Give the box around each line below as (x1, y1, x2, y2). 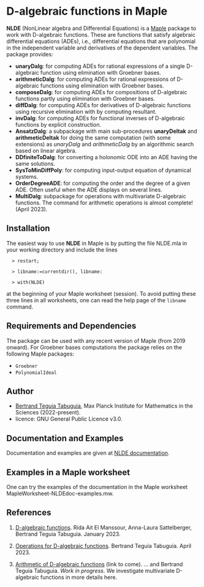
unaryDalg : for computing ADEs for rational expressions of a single (15, 62, 186, 70)
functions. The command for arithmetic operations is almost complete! (15, 199, 193, 206)
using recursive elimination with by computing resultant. (15, 108, 157, 115)
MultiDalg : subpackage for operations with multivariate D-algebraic (15, 192, 187, 200)
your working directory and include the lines (6, 246, 118, 253)
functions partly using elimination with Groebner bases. (15, 95, 155, 102)
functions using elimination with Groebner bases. (40, 81, 164, 89)
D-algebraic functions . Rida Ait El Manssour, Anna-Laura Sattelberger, (15, 523, 192, 531)
